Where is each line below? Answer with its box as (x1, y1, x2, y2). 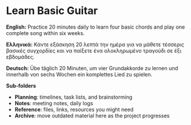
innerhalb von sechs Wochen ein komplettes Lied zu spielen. (6, 71, 152, 78)
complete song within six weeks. (6, 29, 85, 36)
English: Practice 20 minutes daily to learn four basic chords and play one (6, 23, 185, 30)
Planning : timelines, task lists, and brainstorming (14, 93, 133, 100)
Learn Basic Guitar (6, 4, 98, 18)
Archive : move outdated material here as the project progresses (14, 112, 170, 119)
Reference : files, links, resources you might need (14, 106, 134, 113)
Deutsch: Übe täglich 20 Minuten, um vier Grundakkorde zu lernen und (6, 64, 179, 71)
